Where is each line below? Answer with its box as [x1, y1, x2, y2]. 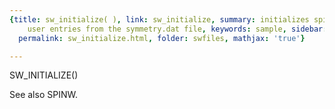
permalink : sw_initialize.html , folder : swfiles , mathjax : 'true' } [18, 33, 306, 43]
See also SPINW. [9, 89, 78, 101]
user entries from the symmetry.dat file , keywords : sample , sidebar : [27, 24, 328, 34]
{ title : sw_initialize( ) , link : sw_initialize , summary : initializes [9, 14, 310, 25]
